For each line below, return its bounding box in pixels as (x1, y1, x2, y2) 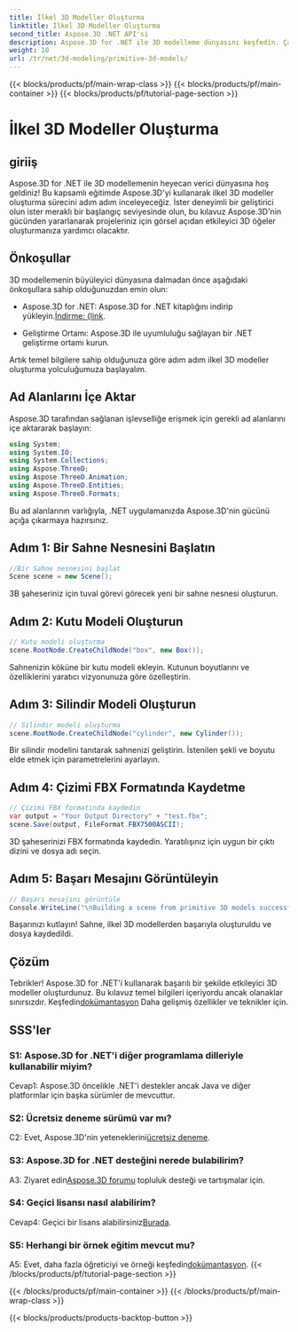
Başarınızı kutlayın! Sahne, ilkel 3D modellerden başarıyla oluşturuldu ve (9, 919, 272, 930)
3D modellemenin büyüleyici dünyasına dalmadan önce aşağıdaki (9, 274, 248, 285)
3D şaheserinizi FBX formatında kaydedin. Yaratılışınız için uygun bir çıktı (9, 836, 275, 846)
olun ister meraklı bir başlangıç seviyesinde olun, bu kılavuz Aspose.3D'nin (9, 206, 282, 217)
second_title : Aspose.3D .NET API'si (9, 29, 149, 38)
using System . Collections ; (9, 456, 109, 465)
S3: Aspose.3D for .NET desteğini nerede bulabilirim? (9, 1154, 245, 1167)
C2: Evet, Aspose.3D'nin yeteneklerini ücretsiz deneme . (9, 1132, 211, 1143)
